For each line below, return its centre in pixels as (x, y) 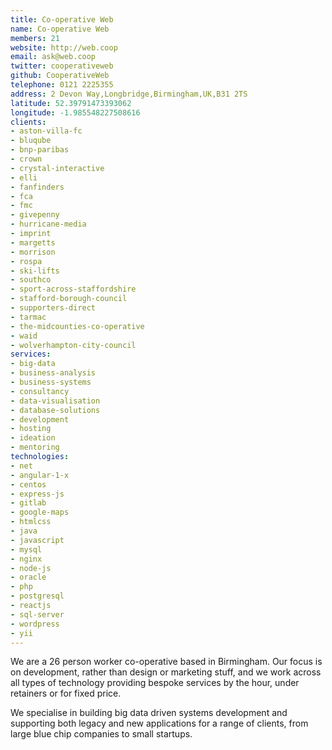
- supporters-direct (53, 308)
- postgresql (37, 596)
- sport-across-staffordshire (73, 289)
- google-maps (40, 512)
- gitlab (28, 503)
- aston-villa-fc (46, 131)
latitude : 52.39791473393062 (71, 103)
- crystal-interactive (57, 168)
